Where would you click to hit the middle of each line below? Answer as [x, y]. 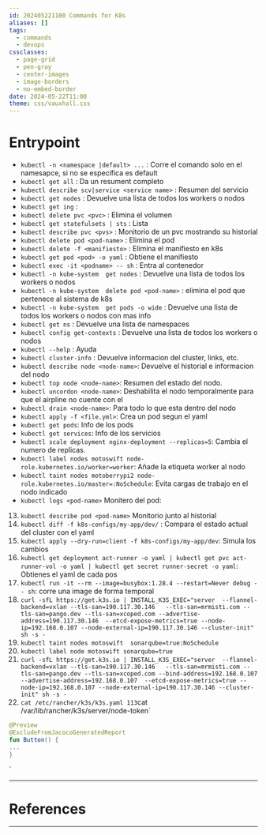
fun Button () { [34, 739]
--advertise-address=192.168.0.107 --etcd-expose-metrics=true [128, 681]
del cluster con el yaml [57, 532]
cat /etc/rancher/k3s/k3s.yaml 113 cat [84, 702]
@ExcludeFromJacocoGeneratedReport [67, 732]
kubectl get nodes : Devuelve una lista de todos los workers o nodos [133, 198]
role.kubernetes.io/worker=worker [77, 468]
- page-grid [36, 60]
